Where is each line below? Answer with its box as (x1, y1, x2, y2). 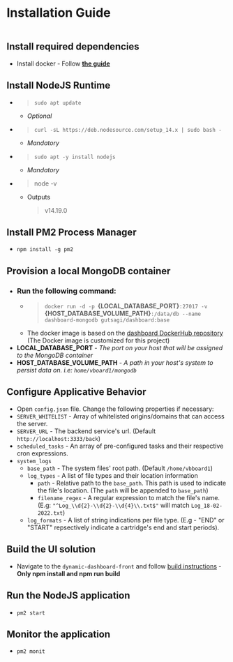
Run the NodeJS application (6, 589, 130, 601)
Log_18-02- (190, 502, 223, 509)
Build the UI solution (6, 543, 96, 555)
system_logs (16, 458, 52, 465)
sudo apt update (33, 99, 82, 106)
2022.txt (37, 509, 63, 517)
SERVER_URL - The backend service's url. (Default (16, 427, 156, 435)
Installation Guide (6, 5, 111, 21)
